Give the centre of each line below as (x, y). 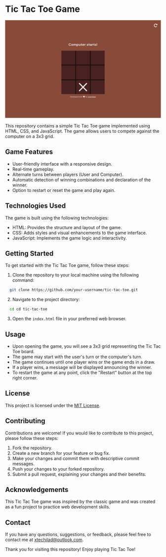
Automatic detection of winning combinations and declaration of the (82, 180)
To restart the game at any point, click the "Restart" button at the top (82, 372)
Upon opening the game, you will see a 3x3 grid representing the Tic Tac (86, 346)
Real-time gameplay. (33, 169)
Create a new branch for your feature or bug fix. (61, 453)
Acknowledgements (37, 490)
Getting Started (29, 253)
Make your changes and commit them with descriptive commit (76, 458)
